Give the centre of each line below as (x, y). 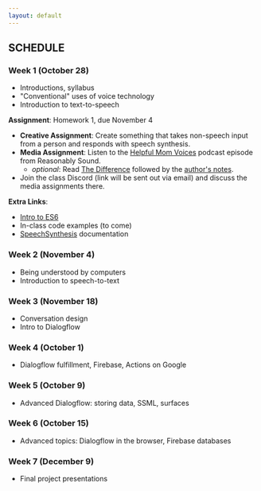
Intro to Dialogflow (50, 326)
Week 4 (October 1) (47, 347)
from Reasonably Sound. (60, 161)
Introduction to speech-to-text (70, 280)
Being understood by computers (72, 272)
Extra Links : (28, 202)
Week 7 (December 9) (51, 461)
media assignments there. (62, 186)
